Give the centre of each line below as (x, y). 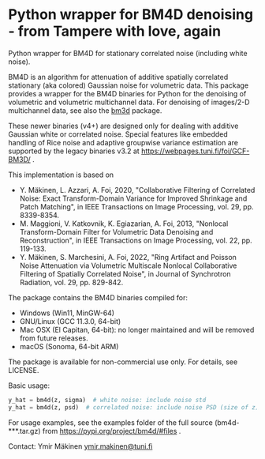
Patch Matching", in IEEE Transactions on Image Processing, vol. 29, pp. (136, 206)
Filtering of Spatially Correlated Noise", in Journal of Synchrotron (125, 273)
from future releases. (54, 338)
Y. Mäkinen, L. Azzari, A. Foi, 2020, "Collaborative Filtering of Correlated (137, 190)
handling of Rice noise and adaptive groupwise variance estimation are (123, 142)
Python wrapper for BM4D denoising (131, 15)
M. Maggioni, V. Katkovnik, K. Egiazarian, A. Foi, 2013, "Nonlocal (124, 224)
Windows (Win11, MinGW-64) (67, 313)
